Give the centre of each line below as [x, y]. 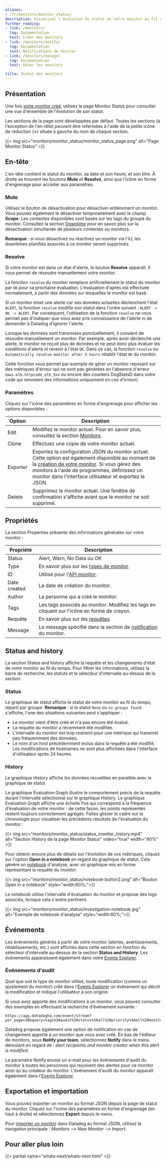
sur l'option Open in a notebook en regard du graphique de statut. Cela [78, 859]
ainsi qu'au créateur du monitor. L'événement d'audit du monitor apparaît [79, 1070]
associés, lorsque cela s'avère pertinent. [46, 899]
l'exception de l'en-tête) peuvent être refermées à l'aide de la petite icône [80, 126]
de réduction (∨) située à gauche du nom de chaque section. [67, 131]
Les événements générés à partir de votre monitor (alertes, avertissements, [82, 942]
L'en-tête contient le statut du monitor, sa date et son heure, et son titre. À [80, 174]
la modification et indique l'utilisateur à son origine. [57, 991]
